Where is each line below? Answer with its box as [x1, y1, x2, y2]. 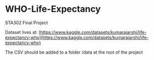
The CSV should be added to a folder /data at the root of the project [5, 49, 143, 55]
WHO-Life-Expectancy [5, 3, 101, 15]
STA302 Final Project [5, 20, 48, 26]
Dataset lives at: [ [5, 29, 40, 35]
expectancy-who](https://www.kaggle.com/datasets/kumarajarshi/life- [5, 34, 149, 40]
